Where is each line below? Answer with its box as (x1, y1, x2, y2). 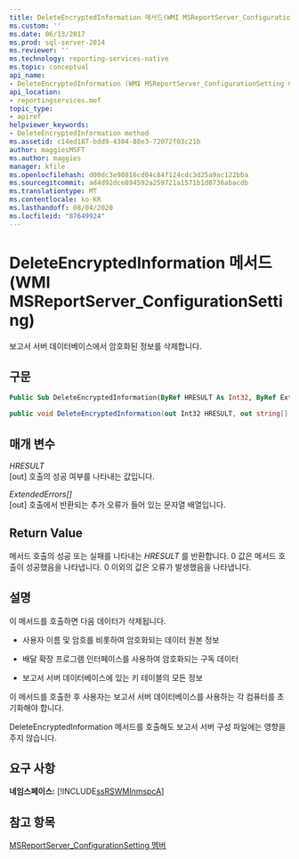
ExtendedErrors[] (9, 489, 73, 499)
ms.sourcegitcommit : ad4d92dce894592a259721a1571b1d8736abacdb (9, 179, 249, 188)
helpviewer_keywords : (9, 121, 90, 130)
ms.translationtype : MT (9, 187, 98, 196)
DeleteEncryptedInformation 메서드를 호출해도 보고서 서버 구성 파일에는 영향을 (9, 721, 287, 732)
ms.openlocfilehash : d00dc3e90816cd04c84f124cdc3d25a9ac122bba (9, 170, 249, 179)
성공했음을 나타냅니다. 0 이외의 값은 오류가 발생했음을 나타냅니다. (25, 562, 252, 572)
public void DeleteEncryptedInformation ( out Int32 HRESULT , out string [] (9, 409, 289, 418)
